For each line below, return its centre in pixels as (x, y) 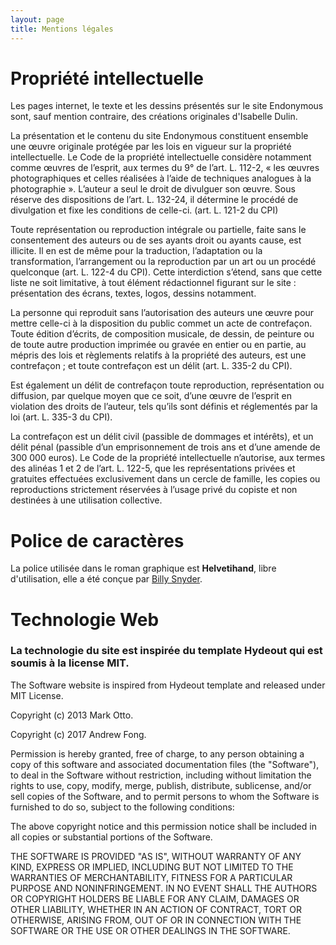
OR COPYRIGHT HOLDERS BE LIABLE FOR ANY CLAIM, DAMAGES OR (155, 898)
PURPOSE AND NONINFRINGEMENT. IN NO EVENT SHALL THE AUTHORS (164, 888)
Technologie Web (85, 619)
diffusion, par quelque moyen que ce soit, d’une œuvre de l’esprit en (151, 396)
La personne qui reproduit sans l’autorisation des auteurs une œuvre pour (162, 313)
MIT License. (37, 695)
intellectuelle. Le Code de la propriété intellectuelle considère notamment (161, 157)
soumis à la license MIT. (70, 663)
